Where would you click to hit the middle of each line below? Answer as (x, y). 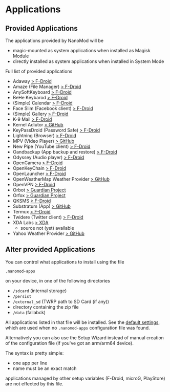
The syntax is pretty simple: (35, 353)
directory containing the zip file (46, 307)
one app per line (30, 363)
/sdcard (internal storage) (40, 291)
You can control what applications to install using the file (65, 262)
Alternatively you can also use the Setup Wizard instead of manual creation (84, 337)
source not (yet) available (47, 228)
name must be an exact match (45, 368)
